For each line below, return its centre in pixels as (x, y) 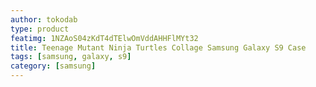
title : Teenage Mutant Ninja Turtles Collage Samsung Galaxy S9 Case (158, 47)
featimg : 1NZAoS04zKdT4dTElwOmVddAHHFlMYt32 (104, 38)
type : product (40, 29)
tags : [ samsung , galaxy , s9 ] (71, 57)
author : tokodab (44, 19)
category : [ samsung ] (53, 66)
